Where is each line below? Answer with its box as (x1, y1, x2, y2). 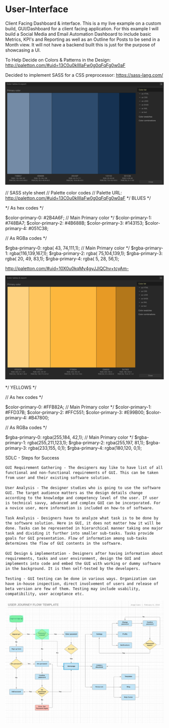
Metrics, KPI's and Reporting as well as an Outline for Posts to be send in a (5, 36, 160, 42)
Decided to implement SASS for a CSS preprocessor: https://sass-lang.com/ (5, 72, 163, 78)
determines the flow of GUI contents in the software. (5, 541, 123, 546)
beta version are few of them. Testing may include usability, (5, 587, 141, 592)
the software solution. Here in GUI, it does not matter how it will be (5, 521, 161, 526)
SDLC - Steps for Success (5, 455, 59, 461)
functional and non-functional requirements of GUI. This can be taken (5, 471, 158, 476)
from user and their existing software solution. (5, 476, 112, 481)
